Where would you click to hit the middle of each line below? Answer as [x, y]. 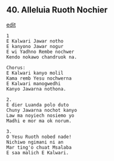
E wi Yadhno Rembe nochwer [40, 52]
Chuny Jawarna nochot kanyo [42, 110]
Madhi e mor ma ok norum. [39, 121]
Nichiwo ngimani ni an [35, 142]
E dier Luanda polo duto [38, 105]
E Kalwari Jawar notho [35, 41]
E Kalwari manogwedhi [34, 84]
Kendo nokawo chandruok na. [42, 57]
